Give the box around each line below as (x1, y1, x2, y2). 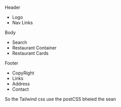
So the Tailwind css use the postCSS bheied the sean (5, 96, 116, 102)
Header (5, 5, 21, 10)
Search (12, 39, 27, 45)
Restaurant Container (12, 45, 57, 50)
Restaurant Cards (12, 50, 49, 56)
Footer (5, 60, 19, 66)
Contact (12, 86, 29, 92)
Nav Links (12, 20, 33, 25)
